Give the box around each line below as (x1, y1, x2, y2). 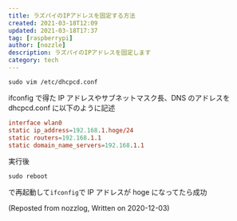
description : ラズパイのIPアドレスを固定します (8, 49, 152, 57)
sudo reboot (8, 172, 48, 180)
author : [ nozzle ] (8, 41, 66, 49)
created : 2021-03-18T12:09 (8, 19, 98, 27)
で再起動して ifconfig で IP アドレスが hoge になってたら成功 (8, 187, 207, 197)
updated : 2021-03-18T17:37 (8, 26, 98, 34)
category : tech (8, 57, 59, 65)
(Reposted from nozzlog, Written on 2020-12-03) (8, 203, 170, 213)
